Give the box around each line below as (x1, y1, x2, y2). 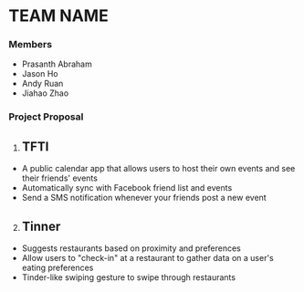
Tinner (21, 218, 61, 234)
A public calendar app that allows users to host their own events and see (21, 163, 296, 174)
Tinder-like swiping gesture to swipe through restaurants (21, 272, 236, 283)
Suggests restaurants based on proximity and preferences (21, 243, 241, 254)
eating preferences (21, 262, 94, 274)
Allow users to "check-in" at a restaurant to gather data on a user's (21, 253, 275, 264)
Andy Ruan (21, 78, 64, 89)
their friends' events (21, 172, 98, 183)
